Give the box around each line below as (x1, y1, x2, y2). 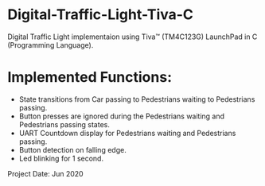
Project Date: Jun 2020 (7, 169, 84, 178)
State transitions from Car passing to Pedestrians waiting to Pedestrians (18, 94, 255, 104)
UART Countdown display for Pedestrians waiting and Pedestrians (18, 128, 236, 138)
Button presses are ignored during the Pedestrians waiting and (18, 111, 224, 121)
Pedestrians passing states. (18, 119, 111, 129)
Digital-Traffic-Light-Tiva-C (7, 6, 194, 24)
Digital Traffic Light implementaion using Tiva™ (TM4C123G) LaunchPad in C (7, 32, 258, 41)
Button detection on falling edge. (18, 145, 127, 154)
